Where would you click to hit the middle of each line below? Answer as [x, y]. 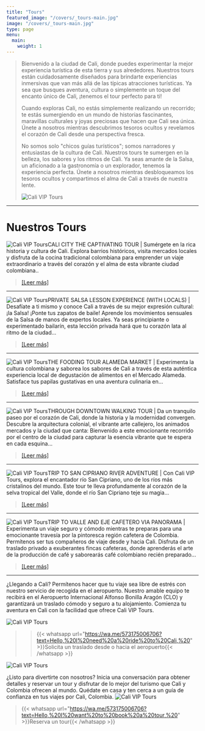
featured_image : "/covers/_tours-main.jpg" [63, 18]
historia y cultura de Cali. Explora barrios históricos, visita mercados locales [102, 251]
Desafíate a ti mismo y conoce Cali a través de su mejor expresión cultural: [100, 306]
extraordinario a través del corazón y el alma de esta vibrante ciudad [92, 263]
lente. [28, 185]
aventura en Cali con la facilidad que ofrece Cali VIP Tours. [80, 610]
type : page [20, 29]
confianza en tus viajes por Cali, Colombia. [60, 697]
